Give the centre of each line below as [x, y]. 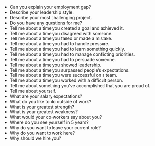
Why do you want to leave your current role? [55, 128]
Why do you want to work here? [42, 133]
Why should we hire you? [36, 138]
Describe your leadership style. [42, 12]
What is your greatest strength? [42, 107]
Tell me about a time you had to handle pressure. [60, 44]
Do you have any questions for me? [46, 23]
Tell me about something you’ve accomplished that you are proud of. [80, 86]
